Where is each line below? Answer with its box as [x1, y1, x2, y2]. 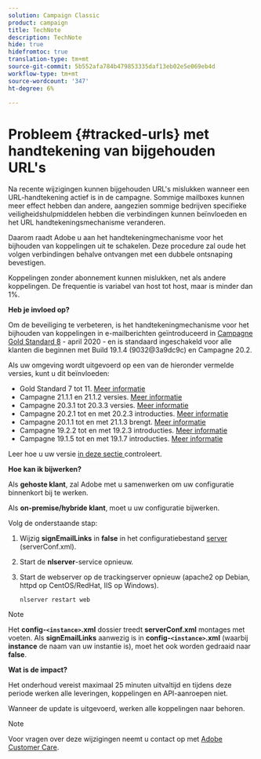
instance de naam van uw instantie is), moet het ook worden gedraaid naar [8, 641, 251, 651]
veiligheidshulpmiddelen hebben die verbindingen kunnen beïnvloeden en [8, 210, 248, 219]
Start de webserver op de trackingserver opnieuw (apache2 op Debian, [19, 572, 251, 582]
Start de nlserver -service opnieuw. [19, 557, 134, 567]
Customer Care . [8, 743, 60, 752]
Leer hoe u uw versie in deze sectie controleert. [8, 449, 162, 459]
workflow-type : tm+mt [8, 70, 79, 78]
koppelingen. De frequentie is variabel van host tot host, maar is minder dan [8, 282, 253, 291]
